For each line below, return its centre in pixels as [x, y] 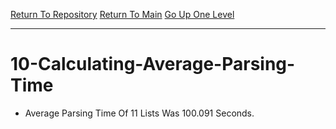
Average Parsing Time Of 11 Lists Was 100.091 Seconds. [139, 113]
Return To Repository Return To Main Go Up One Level [122, 14]
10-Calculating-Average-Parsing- [153, 64]
